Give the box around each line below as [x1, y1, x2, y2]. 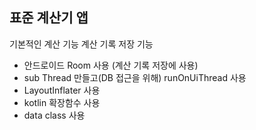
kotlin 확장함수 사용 [23, 96, 101, 108]
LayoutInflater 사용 [23, 84, 101, 96]
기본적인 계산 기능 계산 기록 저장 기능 [9, 38, 154, 50]
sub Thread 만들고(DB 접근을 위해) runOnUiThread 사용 [23, 71, 247, 83]
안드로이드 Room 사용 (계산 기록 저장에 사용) [23, 59, 199, 71]
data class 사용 [23, 109, 86, 121]
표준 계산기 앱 [9, 9, 89, 27]
